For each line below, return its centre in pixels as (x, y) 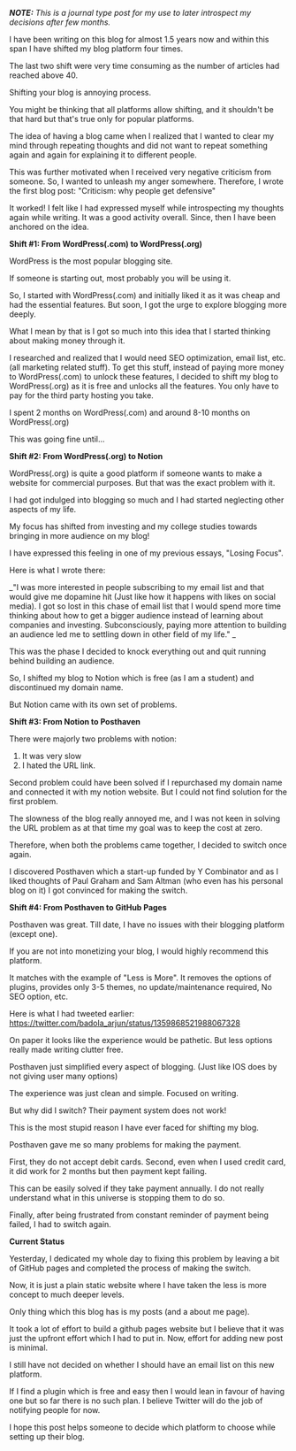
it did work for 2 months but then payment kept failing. (108, 1171)
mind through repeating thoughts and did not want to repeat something (138, 146)
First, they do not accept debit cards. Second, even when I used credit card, (148, 1162)
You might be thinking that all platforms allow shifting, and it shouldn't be (141, 109)
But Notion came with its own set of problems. (93, 704)
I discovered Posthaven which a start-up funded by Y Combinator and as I (144, 871)
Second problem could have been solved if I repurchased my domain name (146, 783)
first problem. (34, 801)
